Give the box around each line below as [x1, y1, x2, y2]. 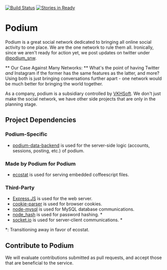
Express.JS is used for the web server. [12, 196, 93, 202]
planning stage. [5, 101, 38, 107]
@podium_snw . [5, 55, 37, 61]
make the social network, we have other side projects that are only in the [5, 96, 156, 102]
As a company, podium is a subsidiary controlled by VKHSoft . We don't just [5, 91, 161, 97]
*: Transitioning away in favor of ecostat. [5, 227, 90, 233]
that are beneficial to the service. [5, 260, 74, 266]
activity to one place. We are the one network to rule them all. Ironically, [5, 44, 154, 50]
